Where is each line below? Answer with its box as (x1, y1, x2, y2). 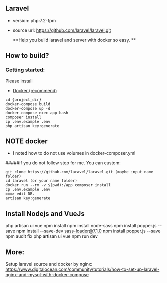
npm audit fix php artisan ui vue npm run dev (5, 233, 98, 239)
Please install (5, 78, 33, 84)
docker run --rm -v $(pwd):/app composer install (5, 183, 111, 188)
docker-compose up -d (5, 106, 51, 111)
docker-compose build (5, 101, 51, 107)
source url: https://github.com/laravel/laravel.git (12, 27, 111, 33)
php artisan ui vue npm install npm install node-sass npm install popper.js (5, 223, 157, 229)
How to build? (5, 51, 49, 60)
